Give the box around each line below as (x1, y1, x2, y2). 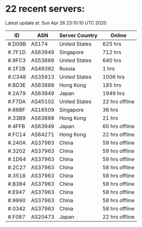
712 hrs (102, 49, 122, 56)
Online (110, 31, 127, 39)
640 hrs (102, 57, 122, 64)
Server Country (59, 31, 98, 39)
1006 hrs (102, 73, 125, 80)
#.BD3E (8, 82, 26, 89)
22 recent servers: (5, 3, 85, 15)
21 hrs (102, 115, 118, 122)
